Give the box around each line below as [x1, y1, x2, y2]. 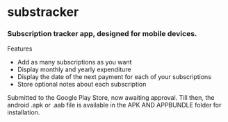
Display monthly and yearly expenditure [17, 65, 131, 73]
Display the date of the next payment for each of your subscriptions [17, 73, 212, 81]
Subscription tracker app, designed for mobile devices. [7, 29, 197, 39]
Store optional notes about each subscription [17, 80, 147, 89]
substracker [7, 4, 79, 20]
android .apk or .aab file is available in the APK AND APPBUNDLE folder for [7, 101, 222, 110]
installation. [7, 108, 40, 116]
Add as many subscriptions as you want [17, 58, 132, 67]
